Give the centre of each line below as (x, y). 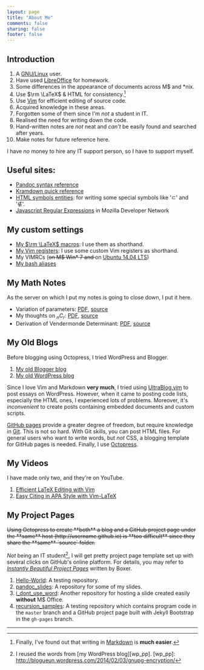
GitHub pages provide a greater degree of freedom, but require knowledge (100, 425)
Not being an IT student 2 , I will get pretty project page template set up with (100, 555)
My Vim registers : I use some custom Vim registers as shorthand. (97, 251)
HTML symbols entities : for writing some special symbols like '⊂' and (102, 197)
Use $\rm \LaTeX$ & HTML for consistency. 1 (71, 94)
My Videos (28, 463)
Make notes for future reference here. (63, 139)
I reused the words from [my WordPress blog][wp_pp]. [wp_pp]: (95, 654)
